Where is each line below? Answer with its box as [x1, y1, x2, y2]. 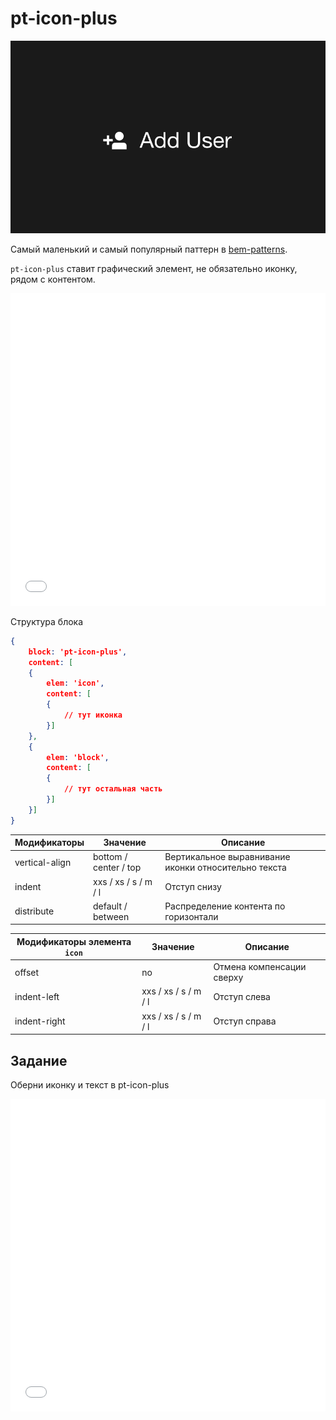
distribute [14, 905, 55, 917]
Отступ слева [213, 990, 271, 1002]
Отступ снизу [164, 881, 222, 893]
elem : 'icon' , [46, 678, 105, 689]
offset [14, 966, 40, 978]
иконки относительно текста [164, 862, 287, 874]
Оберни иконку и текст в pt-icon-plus [10, 1079, 170, 1091]
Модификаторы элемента [16, 935, 132, 947]
